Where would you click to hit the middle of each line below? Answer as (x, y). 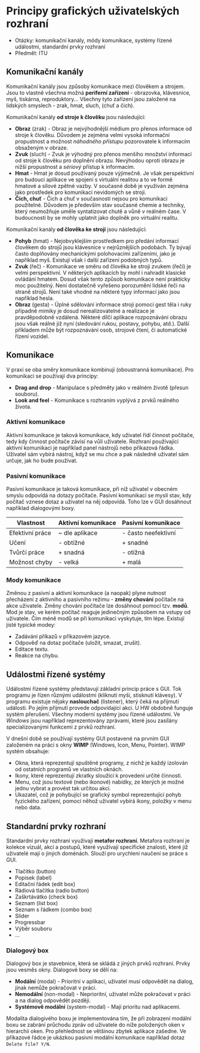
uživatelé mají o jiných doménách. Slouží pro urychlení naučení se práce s (97, 854)
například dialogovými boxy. (41, 508)
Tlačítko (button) (35, 872)
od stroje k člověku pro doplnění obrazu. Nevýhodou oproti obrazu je (100, 160)
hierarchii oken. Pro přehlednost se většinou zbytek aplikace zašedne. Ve (96, 1031)
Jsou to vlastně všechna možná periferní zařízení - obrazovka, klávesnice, (99, 92)
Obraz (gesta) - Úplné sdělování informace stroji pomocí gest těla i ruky (103, 304)
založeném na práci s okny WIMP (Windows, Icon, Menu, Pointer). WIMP (96, 745)
